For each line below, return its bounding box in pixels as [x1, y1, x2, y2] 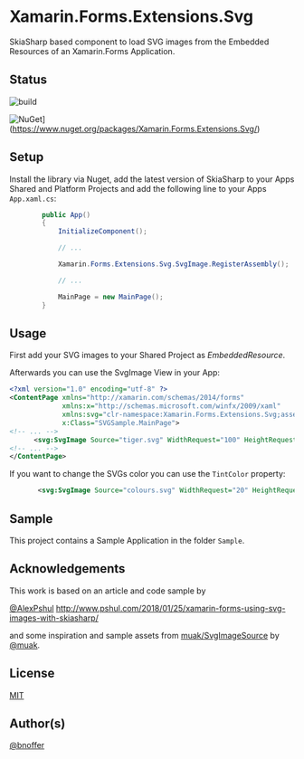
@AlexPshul [9, 602, 54, 613]
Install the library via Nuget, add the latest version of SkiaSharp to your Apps [9, 174, 295, 185]
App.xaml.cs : [9, 193, 57, 204]
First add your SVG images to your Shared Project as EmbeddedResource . [9, 350, 286, 361]
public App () [42, 210, 91, 219]
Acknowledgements [9, 561, 126, 576]
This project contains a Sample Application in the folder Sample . [9, 535, 245, 546]
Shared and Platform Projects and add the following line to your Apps [9, 183, 267, 194]
